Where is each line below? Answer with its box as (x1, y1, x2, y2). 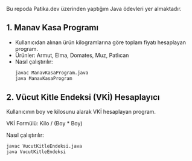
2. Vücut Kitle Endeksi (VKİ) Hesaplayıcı (6, 92, 160, 102)
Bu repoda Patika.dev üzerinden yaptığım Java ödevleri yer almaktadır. (6, 5, 182, 12)
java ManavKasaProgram (14, 75, 72, 81)
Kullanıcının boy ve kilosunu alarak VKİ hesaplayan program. (6, 108, 156, 116)
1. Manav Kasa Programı (6, 22, 98, 33)
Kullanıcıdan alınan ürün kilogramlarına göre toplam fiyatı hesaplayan (14, 39, 186, 46)
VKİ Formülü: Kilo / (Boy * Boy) (6, 120, 83, 127)
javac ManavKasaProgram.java (14, 70, 89, 76)
